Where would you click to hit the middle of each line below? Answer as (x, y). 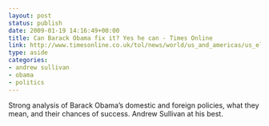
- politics (26, 82)
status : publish (35, 23)
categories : (28, 61)
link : (17, 45)
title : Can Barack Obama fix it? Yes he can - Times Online (111, 38)
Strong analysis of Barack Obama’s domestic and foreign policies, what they (134, 105)
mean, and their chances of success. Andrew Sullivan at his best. (116, 113)
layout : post (30, 16)
